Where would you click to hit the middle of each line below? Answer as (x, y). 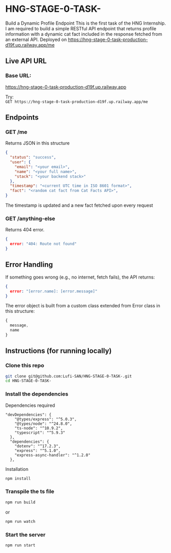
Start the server (25, 535)
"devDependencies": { (28, 414)
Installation (17, 469)
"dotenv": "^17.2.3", (37, 446)
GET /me (16, 132)
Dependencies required (30, 405)
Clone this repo (25, 366)
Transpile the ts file (30, 491)
